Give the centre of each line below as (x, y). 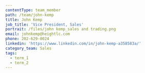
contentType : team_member (33, 10)
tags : (11, 53)
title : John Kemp (24, 20)
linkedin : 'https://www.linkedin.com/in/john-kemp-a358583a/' (73, 44)
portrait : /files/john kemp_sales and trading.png (61, 29)
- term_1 (19, 58)
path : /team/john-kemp (30, 15)
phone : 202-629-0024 (28, 39)
